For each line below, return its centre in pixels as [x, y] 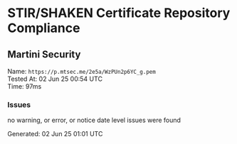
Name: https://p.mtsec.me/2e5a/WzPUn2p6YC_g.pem [82, 71]
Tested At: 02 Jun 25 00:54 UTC [55, 79]
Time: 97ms [25, 86]
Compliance [44, 28]
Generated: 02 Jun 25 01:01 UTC [55, 134]
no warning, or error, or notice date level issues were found [94, 120]
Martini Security [44, 54]
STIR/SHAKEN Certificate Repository [119, 13]
